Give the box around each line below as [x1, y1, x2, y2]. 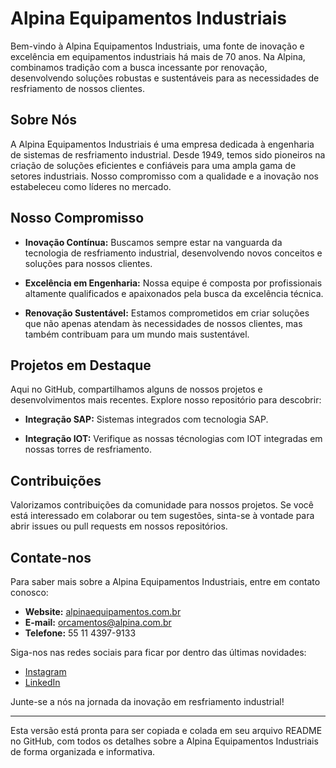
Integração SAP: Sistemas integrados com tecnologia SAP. [24, 413, 269, 426]
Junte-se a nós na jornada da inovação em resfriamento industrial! [10, 696, 285, 707]
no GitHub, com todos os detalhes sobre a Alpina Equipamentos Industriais [10, 735, 319, 747]
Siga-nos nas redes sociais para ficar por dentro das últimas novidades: [10, 647, 307, 658]
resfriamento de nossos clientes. [10, 82, 145, 94]
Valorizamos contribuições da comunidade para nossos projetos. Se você [10, 499, 315, 511]
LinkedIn [24, 677, 61, 688]
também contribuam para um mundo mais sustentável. [24, 328, 250, 340]
